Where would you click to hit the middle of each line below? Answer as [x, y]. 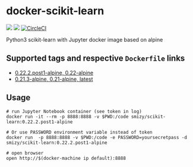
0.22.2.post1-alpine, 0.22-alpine [54, 73]
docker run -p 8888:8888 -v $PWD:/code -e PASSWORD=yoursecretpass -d [96, 137]
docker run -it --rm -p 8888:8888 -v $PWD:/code [67, 116]
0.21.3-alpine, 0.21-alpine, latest [54, 79]
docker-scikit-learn [55, 11]
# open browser [25, 153]
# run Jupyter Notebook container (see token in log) [74, 111]
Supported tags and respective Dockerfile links [96, 59]
